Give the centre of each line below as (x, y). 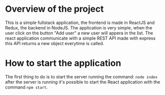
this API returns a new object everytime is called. (55, 43)
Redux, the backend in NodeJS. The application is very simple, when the (79, 27)
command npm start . (27, 87)
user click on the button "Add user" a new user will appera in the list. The (79, 33)
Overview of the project (55, 9)
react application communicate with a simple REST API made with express (81, 38)
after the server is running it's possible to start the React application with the (83, 82)
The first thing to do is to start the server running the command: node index (81, 76)
